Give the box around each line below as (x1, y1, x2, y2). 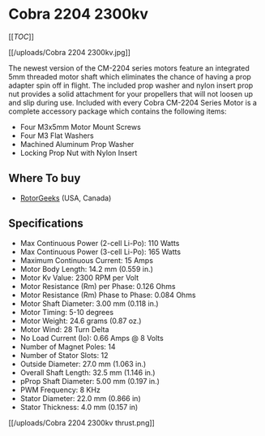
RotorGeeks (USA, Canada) (19, 192, 112, 203)
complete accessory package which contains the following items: (8, 106, 227, 116)
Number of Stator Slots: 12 (19, 350, 109, 360)
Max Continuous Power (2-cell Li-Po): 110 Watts (19, 238, 180, 248)
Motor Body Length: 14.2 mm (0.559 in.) (19, 264, 154, 274)
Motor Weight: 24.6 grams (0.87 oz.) (19, 316, 142, 326)
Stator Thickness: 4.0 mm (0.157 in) (19, 402, 139, 412)
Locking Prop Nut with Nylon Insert (19, 148, 138, 158)
